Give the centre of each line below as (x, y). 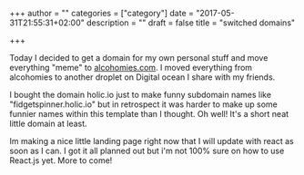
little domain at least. (49, 123)
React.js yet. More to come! (61, 160)
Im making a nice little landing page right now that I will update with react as (152, 141)
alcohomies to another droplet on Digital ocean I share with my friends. (142, 77)
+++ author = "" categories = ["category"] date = (101, 13)
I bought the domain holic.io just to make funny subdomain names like (140, 95)
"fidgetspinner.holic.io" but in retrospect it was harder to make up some (143, 104)
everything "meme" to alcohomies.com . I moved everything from (131, 68)
